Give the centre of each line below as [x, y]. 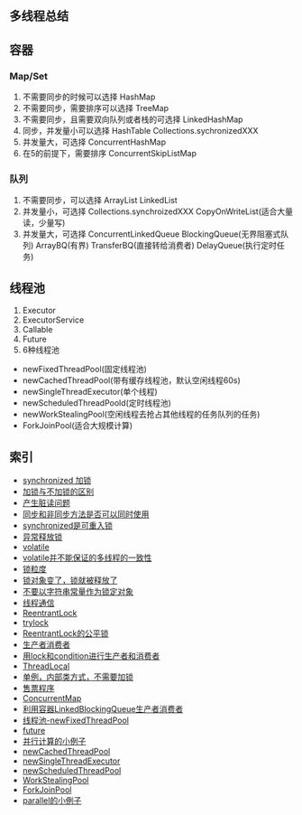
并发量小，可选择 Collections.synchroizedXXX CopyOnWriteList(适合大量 [157, 211]
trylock [36, 623]
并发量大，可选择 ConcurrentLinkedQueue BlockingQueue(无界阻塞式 [151, 234]
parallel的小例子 [52, 801]
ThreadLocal [46, 666]
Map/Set [28, 76]
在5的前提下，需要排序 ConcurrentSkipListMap [109, 154]
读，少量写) [44, 223]
